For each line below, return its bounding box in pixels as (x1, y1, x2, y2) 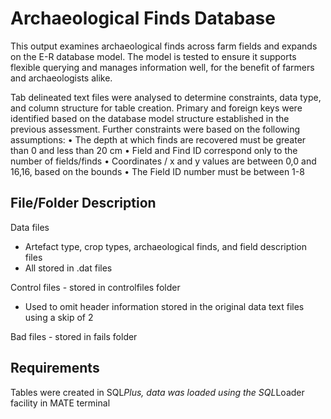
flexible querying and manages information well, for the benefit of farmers (10, 61, 315, 73)
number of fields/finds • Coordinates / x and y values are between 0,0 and (10, 155, 317, 167)
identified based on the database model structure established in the (10, 112, 290, 124)
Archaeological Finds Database (10, 7, 276, 30)
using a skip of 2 (24, 311, 94, 323)
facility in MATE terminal (10, 397, 111, 409)
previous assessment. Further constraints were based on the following (10, 123, 301, 135)
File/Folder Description (10, 195, 157, 212)
